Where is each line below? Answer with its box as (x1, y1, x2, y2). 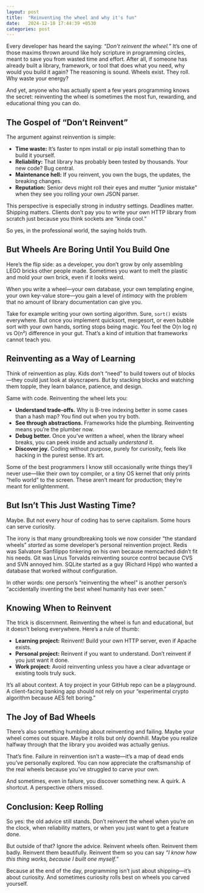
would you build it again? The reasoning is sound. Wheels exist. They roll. (6, 68, 190, 76)
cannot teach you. (6, 336, 52, 343)
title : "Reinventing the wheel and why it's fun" (6, 15, 137, 21)
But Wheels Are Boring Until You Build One (6, 245, 170, 255)
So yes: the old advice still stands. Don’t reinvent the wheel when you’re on (6, 818, 194, 825)
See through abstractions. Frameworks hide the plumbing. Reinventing (15, 419, 194, 426)
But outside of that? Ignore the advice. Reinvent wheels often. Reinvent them (6, 842, 198, 849)
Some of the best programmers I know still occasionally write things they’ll (6, 463, 192, 470)
